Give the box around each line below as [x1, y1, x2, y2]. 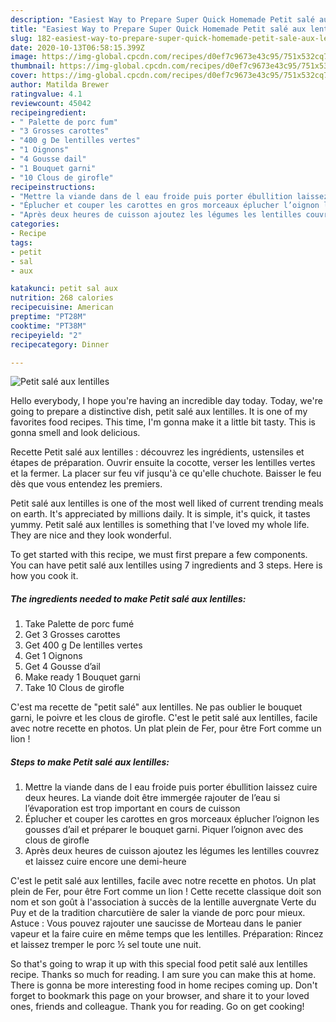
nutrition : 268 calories [10, 293, 114, 303]
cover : [10, 71, 38, 81]
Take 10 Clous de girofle [24, 682, 125, 694]
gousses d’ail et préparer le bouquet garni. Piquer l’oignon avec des [24, 824, 304, 836]
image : [10, 52, 38, 62]
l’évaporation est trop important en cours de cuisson [24, 802, 241, 815]
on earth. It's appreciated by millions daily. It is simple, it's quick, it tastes [10, 508, 311, 520]
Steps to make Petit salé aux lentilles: [10, 756, 170, 768]
